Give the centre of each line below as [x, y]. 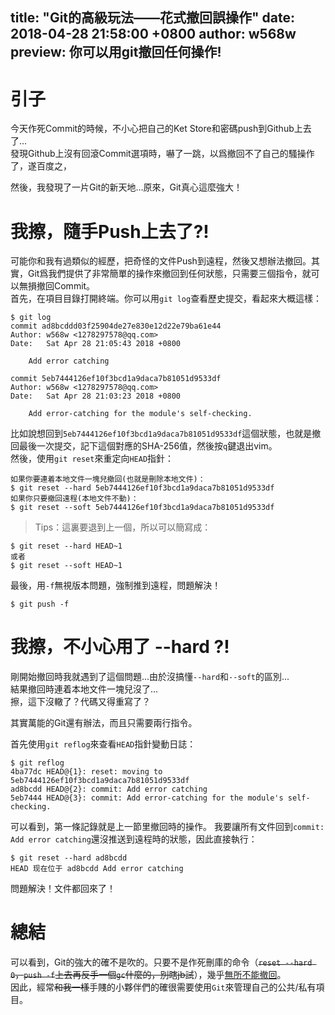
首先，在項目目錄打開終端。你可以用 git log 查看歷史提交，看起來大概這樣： [166, 299]
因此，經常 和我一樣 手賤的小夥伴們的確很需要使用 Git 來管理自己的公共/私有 [163, 987]
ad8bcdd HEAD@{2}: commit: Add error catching [109, 789]
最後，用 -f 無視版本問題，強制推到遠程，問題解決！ [116, 585]
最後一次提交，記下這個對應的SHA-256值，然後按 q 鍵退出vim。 [148, 446]
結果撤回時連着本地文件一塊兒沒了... [84, 689]
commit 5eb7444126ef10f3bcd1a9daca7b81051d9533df [116, 379]
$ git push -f [40, 604]
